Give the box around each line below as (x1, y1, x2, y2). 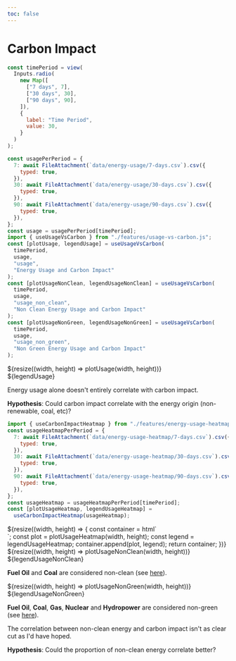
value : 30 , (25, 123, 58, 130)
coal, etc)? (41, 407, 72, 416)
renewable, (7, 407, 40, 416)
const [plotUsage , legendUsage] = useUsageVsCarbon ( (7, 240, 165, 247)
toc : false (7, 10, 39, 18)
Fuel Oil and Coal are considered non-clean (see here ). (7, 569, 167, 577)
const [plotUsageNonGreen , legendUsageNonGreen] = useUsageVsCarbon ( (7, 319, 216, 326)
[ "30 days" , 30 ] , (25, 90, 77, 97)
